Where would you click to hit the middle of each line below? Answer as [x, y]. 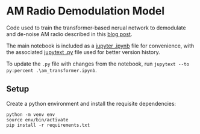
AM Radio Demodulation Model [85, 11]
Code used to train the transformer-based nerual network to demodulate [96, 28]
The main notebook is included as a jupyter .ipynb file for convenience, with [100, 46]
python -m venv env [31, 114]
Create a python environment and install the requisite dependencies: [91, 103]
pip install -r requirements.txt [48, 125]
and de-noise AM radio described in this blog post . [69, 34]
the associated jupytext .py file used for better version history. [83, 52]
